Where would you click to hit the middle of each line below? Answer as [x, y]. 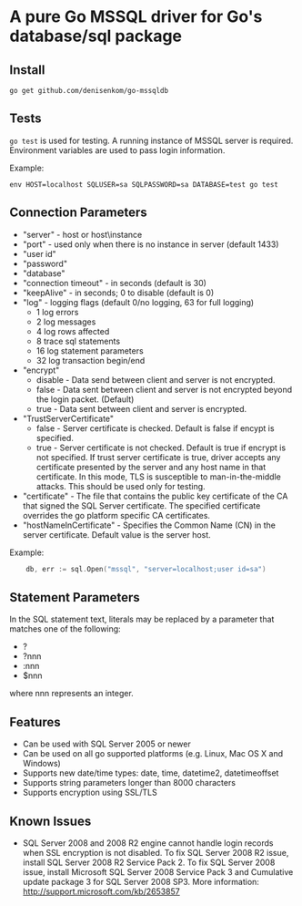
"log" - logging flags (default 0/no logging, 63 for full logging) [138, 302]
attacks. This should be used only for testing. [121, 486]
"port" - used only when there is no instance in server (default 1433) [151, 244]
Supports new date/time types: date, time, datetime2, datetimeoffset [151, 773]
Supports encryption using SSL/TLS [90, 793]
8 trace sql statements [78, 341]
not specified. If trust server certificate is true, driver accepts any [158, 457]
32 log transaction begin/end [91, 360]
